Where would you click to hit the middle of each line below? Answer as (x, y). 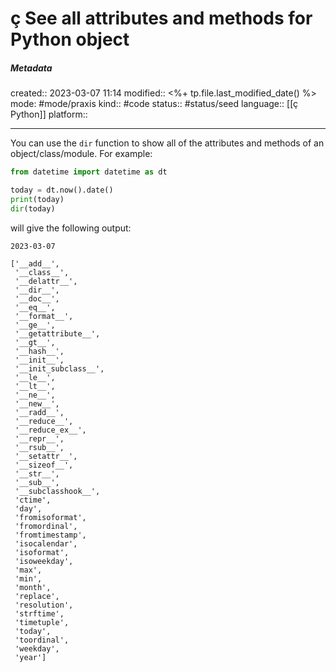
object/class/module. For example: (81, 154)
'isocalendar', (46, 543)
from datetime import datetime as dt (89, 172)
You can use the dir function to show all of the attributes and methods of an (167, 143)
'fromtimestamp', (50, 535)
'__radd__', (39, 412)
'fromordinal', (46, 526)
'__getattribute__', (57, 333)
